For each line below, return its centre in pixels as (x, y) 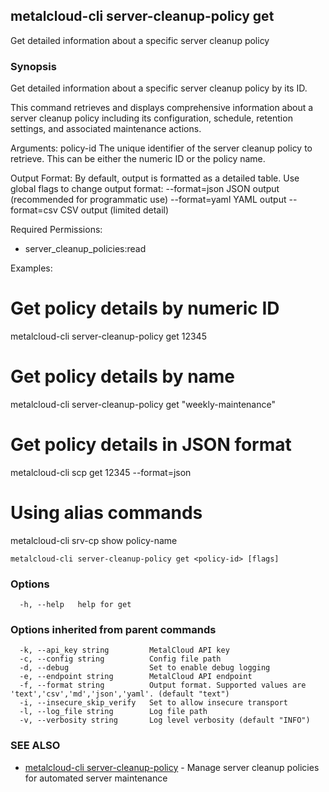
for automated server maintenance (96, 778)
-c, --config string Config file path (120, 659)
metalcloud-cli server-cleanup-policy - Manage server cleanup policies (172, 767)
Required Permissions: (56, 230)
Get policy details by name (123, 376)
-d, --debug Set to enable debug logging (145, 668)
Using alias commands (106, 513)
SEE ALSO (35, 746)
